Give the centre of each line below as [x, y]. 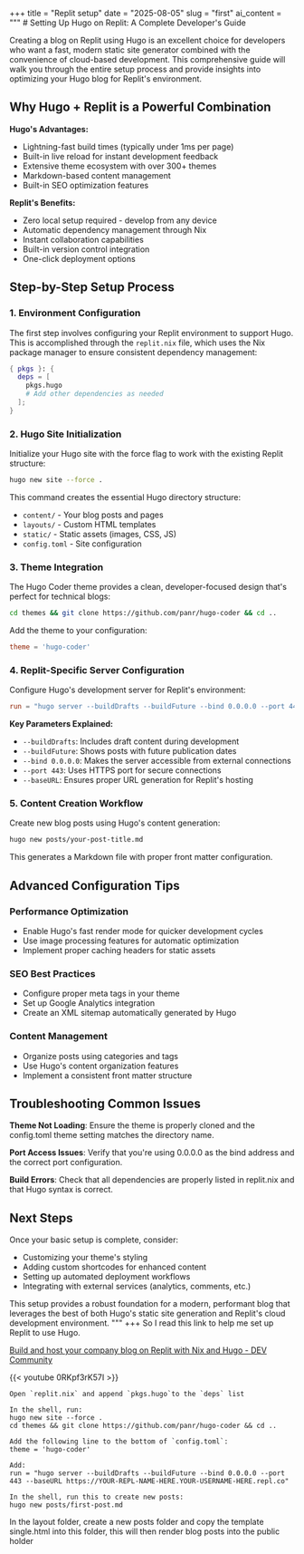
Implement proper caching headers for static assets [119, 950]
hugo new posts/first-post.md [66, 1505]
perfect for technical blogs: [60, 596]
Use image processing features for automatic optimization [131, 941]
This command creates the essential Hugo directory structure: [125, 497]
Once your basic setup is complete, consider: [94, 1240]
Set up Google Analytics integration [89, 1003]
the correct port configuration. [66, 1163]
